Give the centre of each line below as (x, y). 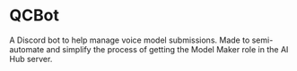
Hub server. (31, 59)
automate (27, 49)
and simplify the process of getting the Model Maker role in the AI (167, 49)
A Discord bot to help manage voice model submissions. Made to (130, 40)
